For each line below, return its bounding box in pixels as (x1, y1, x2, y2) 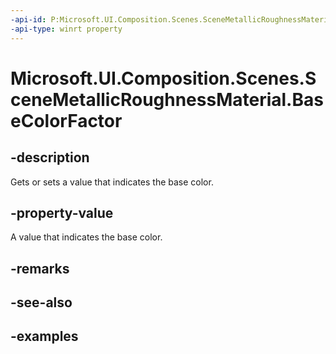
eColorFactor (10, 109, 123, 132)
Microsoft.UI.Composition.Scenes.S (10, 67, 317, 90)
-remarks (10, 260, 70, 277)
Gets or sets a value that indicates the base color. (10, 176, 214, 188)
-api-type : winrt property (10, 24, 123, 34)
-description (10, 149, 90, 166)
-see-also (10, 294, 73, 311)
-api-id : (10, 14, 47, 25)
